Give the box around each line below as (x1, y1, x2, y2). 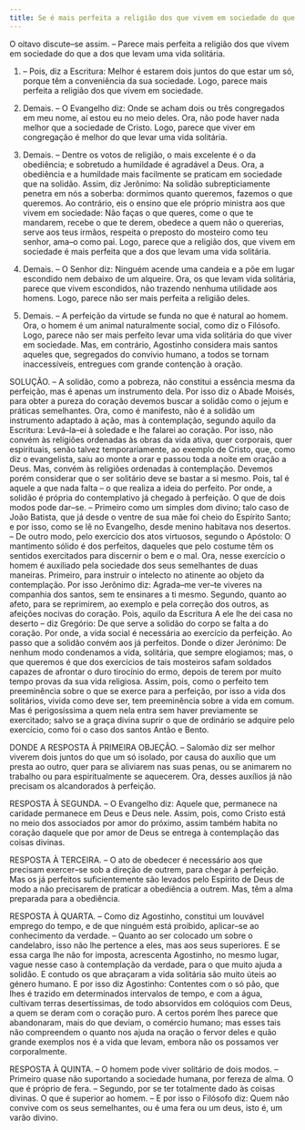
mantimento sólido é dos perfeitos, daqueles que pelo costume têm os (9, 540, 274, 551)
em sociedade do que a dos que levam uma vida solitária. (9, 47, 226, 59)
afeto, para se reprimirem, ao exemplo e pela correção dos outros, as (9, 598, 269, 610)
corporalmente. (9, 1045, 67, 1056)
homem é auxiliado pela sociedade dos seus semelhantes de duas (9, 560, 259, 570)
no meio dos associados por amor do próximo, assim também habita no (9, 817, 278, 828)
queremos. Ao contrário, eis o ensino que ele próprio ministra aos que (22, 197, 285, 208)
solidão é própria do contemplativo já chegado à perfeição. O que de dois (9, 492, 286, 503)
